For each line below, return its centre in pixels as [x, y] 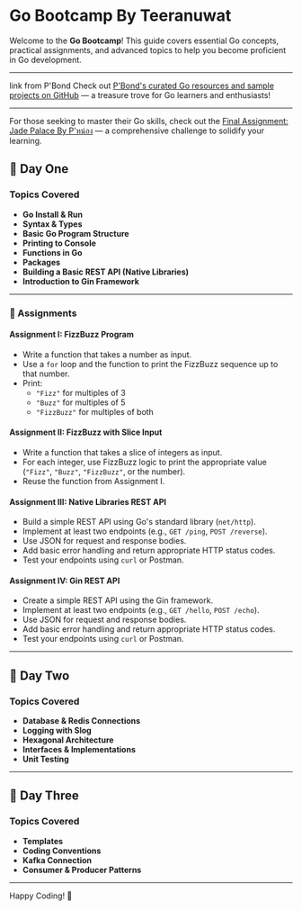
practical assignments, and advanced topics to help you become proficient [148, 50]
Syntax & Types [52, 224]
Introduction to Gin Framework [80, 281]
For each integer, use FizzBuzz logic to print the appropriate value [144, 462]
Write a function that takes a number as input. [107, 354]
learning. [26, 140]
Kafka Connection [57, 860]
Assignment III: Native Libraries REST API [88, 501]
